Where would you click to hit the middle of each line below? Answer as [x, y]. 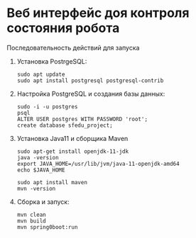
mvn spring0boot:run [47, 227]
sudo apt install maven [52, 182]
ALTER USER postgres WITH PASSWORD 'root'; [82, 119]
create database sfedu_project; [65, 125]
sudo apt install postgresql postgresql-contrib [90, 80]
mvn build [32, 221]
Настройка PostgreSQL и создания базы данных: [91, 93]
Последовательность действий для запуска [73, 47]
